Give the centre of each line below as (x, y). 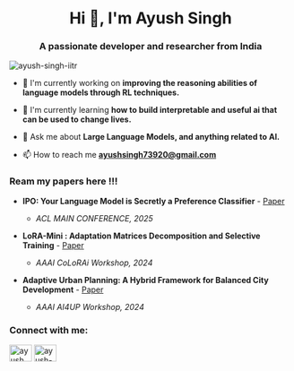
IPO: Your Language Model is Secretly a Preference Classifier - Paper (153, 201)
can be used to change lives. (77, 119)
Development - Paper (63, 289)
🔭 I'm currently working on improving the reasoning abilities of (140, 83)
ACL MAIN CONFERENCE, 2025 (95, 218)
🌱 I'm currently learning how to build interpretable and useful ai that (150, 110)
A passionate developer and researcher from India (151, 47)
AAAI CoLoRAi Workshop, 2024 (94, 263)
